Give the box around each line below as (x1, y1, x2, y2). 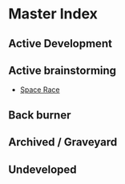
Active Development (8, 37, 112, 50)
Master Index (8, 5, 99, 23)
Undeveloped (8, 162, 78, 176)
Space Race (19, 85, 60, 94)
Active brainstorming (8, 63, 117, 77)
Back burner (8, 108, 71, 122)
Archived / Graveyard (8, 135, 118, 149)
